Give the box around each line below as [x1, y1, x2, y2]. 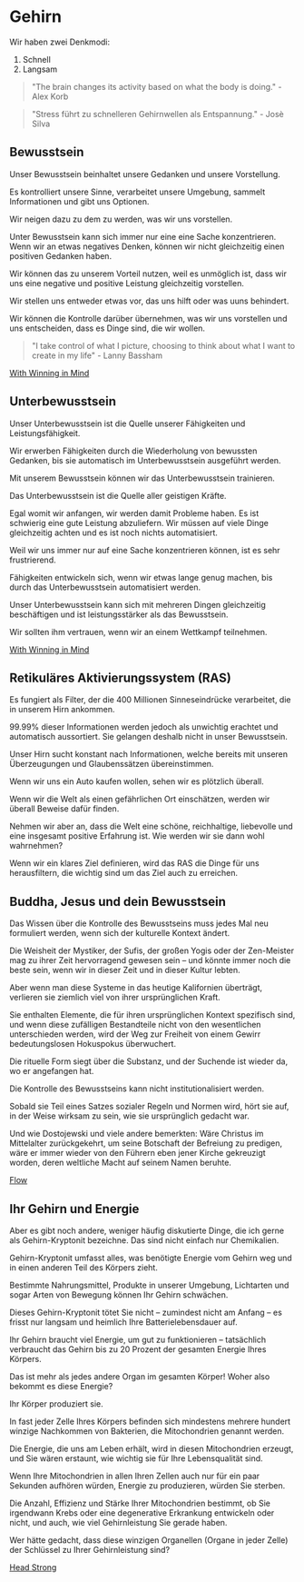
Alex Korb [31, 91, 69, 102]
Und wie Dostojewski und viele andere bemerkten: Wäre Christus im [9, 1129, 264, 1139]
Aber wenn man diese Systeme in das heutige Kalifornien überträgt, [9, 982, 263, 993]
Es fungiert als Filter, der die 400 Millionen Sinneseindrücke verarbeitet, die [9, 694, 291, 705]
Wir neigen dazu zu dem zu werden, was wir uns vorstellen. [9, 214, 233, 224]
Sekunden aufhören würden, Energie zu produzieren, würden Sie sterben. [9, 1480, 286, 1491]
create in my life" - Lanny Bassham [31, 350, 163, 361]
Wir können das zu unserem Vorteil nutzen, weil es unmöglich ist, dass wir [9, 268, 288, 279]
